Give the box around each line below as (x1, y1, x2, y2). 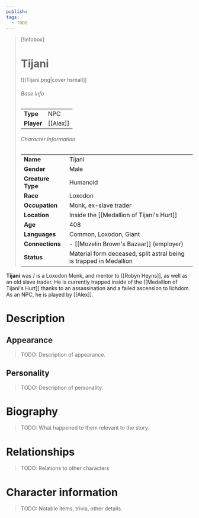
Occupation (23, 201, 58, 209)
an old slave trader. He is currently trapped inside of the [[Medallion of (6, 278, 178, 285)
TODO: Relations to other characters (20, 465, 110, 472)
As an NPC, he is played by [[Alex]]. (6, 291, 94, 298)
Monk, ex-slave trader (69, 201, 132, 209)
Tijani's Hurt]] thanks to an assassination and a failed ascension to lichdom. (6, 284, 191, 291)
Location (23, 211, 49, 219)
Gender (23, 164, 46, 173)
